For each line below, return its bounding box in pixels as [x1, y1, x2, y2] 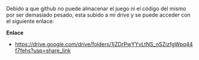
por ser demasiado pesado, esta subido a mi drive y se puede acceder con [6, 11, 191, 18]
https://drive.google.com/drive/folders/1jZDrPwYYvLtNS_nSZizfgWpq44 [14, 41, 193, 48]
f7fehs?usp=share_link [14, 47, 71, 54]
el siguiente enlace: [6, 18, 54, 24]
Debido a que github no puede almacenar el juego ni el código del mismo [6, 5, 186, 12]
